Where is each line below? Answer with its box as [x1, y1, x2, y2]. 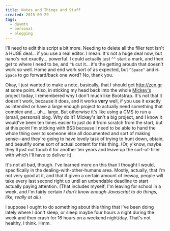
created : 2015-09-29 [5, 12, 49, 17]
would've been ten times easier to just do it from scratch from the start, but [5, 120, 163, 125]
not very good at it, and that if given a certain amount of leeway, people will [5, 173, 164, 178]
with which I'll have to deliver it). [5, 152, 73, 158]
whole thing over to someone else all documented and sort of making [5, 130, 151, 136]
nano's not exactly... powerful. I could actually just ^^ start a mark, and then [5, 56, 164, 61]
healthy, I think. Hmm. [5, 220, 51, 226]
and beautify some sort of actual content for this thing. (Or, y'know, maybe [5, 141, 162, 147]
